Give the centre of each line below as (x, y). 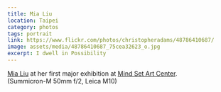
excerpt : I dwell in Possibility (57, 54)
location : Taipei (33, 21)
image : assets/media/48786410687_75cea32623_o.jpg (84, 47)
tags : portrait (30, 34)
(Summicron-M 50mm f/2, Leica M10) (62, 81)
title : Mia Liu (30, 14)
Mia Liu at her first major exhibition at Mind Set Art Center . (92, 73)
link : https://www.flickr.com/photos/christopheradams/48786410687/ (111, 40)
